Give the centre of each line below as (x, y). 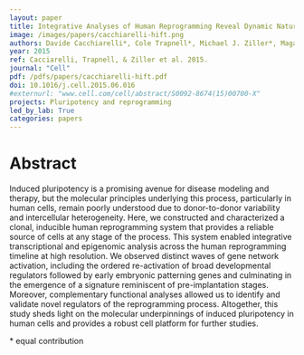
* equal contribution (47, 341)
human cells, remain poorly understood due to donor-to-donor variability (145, 208)
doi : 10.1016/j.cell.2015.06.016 (72, 85)
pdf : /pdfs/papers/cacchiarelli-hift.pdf (89, 77)
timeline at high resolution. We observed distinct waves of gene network (144, 256)
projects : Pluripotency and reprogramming (90, 102)
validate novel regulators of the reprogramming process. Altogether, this (144, 304)
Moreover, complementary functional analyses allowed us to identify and (145, 294)
